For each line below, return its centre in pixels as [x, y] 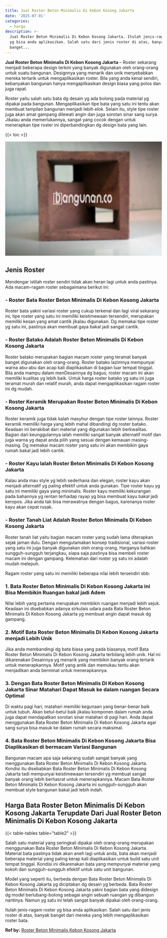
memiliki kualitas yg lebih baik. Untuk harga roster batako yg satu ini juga [80, 378]
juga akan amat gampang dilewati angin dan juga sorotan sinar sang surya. [82, 114]
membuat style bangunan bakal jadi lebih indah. [54, 790]
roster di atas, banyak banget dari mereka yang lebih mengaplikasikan [77, 915]
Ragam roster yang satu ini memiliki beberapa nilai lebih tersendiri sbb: [78, 573]
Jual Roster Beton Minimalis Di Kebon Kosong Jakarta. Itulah [75, 37]
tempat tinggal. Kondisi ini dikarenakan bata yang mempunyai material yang [83, 864]
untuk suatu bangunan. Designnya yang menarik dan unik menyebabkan [79, 73]
